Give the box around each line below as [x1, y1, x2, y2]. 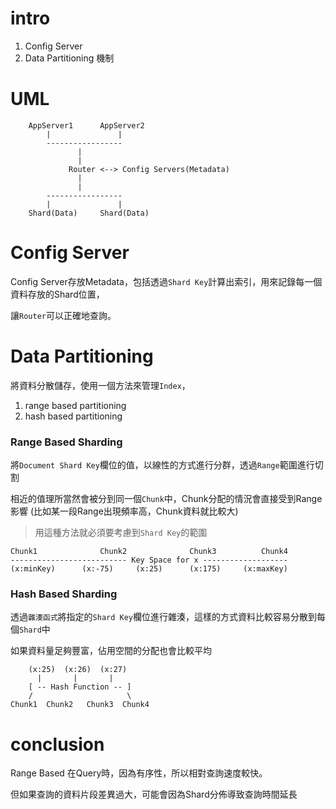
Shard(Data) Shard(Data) [28, 208, 150, 218]
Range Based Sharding [10, 435, 123, 449]
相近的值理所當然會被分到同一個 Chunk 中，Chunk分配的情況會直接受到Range [10, 493, 323, 505]
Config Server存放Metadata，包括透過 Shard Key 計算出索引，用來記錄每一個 [10, 275, 323, 287]
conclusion [10, 733, 105, 756]
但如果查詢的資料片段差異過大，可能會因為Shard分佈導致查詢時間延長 [10, 788, 298, 801]
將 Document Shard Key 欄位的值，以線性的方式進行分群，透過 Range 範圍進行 [10, 459, 315, 471]
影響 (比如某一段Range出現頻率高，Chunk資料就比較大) [10, 505, 239, 517]
